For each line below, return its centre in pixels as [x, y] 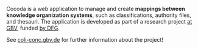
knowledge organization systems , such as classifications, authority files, [99, 15]
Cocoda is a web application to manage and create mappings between [96, 9]
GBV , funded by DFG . [33, 28]
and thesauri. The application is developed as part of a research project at [99, 21]
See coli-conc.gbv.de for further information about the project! [85, 40]
